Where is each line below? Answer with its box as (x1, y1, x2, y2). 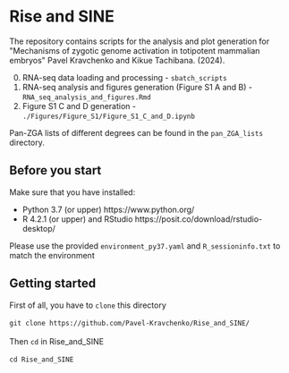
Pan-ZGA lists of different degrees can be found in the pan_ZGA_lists (9, 127, 264, 138)
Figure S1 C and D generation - (21, 100, 137, 111)
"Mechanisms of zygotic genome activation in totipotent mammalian (9, 45, 260, 55)
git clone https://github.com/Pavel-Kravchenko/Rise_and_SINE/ (9, 318, 251, 327)
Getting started (9, 276, 97, 292)
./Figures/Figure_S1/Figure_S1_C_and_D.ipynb (21, 112, 195, 121)
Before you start (9, 163, 102, 178)
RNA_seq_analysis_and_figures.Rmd (21, 92, 151, 102)
